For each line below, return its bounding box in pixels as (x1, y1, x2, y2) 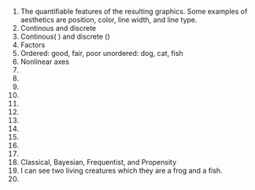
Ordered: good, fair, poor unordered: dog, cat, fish (20, 49, 183, 58)
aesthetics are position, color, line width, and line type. (20, 15, 198, 24)
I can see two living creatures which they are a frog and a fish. (20, 166, 223, 175)
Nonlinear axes (20, 57, 70, 66)
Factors (20, 40, 46, 50)
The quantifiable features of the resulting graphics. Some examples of (20, 7, 248, 16)
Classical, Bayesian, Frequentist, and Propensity (20, 158, 177, 166)
